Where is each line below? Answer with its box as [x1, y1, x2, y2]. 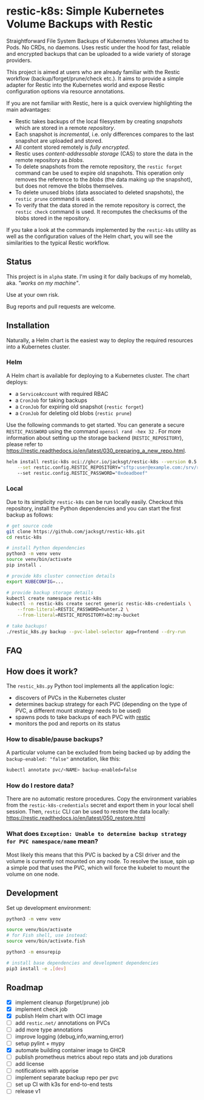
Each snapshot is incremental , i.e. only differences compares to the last [15, 131, 194, 138]
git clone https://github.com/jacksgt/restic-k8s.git [6, 528, 146, 535]
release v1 [15, 1088, 41, 1095]
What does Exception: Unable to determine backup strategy [6, 830, 187, 838]
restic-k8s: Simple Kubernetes [6, 4, 165, 18]
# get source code [6, 523, 53, 529]
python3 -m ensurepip [6, 949, 61, 956]
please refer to [6, 440, 43, 447]
